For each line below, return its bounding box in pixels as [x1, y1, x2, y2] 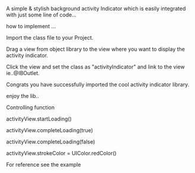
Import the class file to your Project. [6, 34, 94, 41]
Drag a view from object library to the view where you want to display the [6, 45, 185, 53]
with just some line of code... [6, 11, 77, 18]
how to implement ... [6, 23, 56, 30]
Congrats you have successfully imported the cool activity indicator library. [6, 81, 190, 88]
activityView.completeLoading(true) [6, 127, 94, 133]
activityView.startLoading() [6, 115, 72, 122]
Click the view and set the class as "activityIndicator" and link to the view [6, 63, 185, 70]
